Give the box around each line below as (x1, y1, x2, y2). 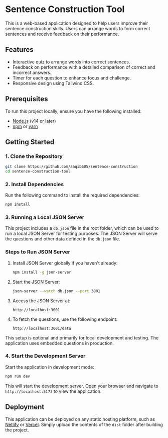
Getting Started (5, 137, 55, 146)
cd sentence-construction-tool (5, 169, 71, 174)
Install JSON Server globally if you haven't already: (12, 260, 118, 266)
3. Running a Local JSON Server (5, 214, 84, 221)
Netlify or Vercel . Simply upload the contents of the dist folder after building (5, 421, 163, 427)
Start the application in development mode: (5, 364, 94, 370)
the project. (5, 426, 29, 433)
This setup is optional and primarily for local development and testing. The (5, 334, 159, 340)
